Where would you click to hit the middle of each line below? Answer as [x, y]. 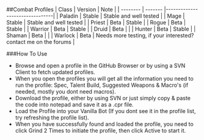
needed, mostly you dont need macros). [65, 91]
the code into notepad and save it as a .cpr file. [74, 105]
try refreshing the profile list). [52, 117]
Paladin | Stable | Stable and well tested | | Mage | [122, 16]
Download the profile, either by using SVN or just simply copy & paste [103, 98]
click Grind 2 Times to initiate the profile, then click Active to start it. [100, 131]
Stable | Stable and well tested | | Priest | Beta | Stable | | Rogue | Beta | [96, 22]
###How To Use [27, 54]
